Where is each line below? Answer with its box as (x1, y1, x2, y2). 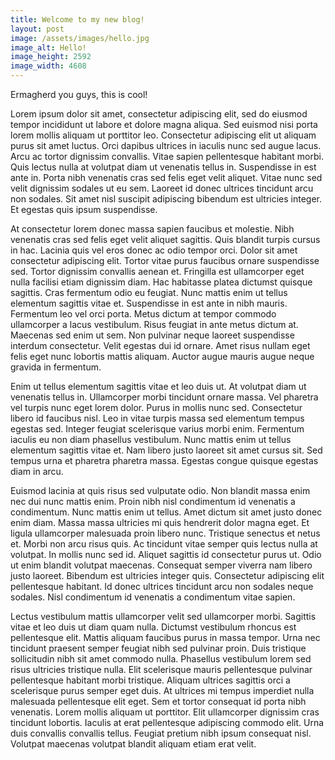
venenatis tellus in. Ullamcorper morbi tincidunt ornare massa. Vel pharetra (10, 391, 319, 403)
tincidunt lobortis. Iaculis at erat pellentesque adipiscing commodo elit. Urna (10, 717, 325, 728)
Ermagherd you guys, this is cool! (10, 89, 148, 100)
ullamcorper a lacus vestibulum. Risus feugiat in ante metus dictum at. (10, 319, 299, 330)
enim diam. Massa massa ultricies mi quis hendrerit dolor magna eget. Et (10, 517, 310, 528)
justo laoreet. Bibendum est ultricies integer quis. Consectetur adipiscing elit (10, 570, 325, 581)
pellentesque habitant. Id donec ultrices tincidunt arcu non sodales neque (10, 581, 314, 592)
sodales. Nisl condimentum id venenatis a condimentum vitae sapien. (10, 591, 296, 603)
